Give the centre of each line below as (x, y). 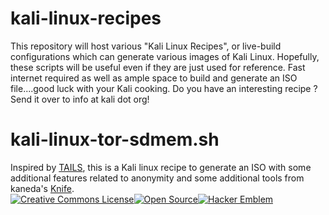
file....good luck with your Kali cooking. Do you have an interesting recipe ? (164, 88)
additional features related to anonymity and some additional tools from (157, 178)
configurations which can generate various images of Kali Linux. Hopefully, (165, 56)
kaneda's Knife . (42, 188)
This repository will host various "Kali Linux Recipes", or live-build (146, 46)
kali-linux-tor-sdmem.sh (115, 139)
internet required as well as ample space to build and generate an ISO (154, 78)
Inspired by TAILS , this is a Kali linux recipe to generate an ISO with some (161, 167)
